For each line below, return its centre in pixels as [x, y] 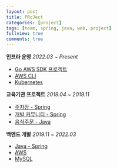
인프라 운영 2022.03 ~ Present [42, 56]
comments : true [25, 39]
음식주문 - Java [33, 122]
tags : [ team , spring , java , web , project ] [59, 28]
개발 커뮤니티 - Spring [40, 114]
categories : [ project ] [34, 22]
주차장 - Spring [32, 107]
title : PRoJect [25, 17]
